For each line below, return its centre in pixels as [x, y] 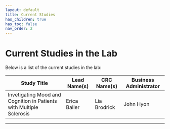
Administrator [143, 86]
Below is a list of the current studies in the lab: [53, 68]
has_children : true [26, 19]
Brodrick [105, 107]
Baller [73, 107]
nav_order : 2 [19, 29]
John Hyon [136, 104]
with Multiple [23, 107]
